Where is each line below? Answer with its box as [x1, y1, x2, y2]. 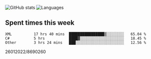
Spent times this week [5, 19, 75, 27]
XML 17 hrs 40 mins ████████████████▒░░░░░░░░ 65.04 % [5, 32, 147, 37]
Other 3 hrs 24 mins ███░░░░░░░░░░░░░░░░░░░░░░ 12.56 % [5, 40, 147, 45]
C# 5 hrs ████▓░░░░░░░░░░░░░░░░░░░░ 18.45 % [5, 36, 147, 41]
